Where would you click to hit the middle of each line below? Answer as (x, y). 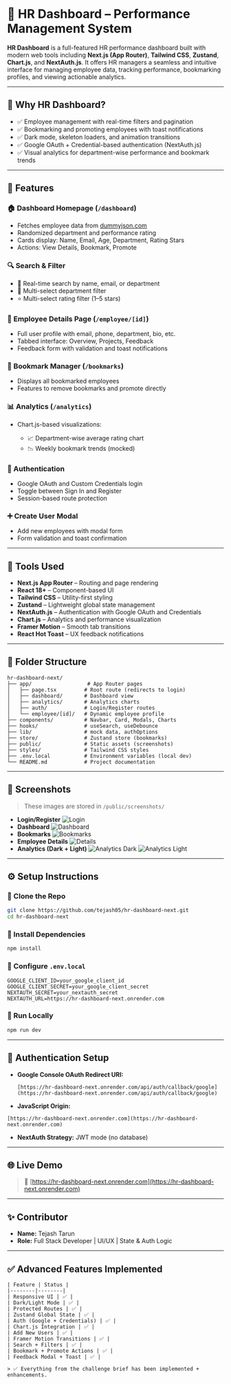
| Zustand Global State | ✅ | (51, 1315)
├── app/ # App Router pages (75, 684)
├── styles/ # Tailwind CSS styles (78, 750)
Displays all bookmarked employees (68, 381)
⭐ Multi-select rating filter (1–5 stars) (69, 298)
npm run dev (24, 1030)
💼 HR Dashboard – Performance (99, 14)
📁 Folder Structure (47, 662)
